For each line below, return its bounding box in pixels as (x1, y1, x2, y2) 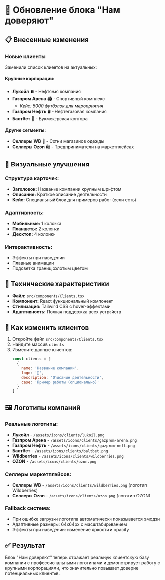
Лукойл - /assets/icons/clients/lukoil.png (12, 432, 105, 438)
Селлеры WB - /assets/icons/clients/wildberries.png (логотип (12, 482, 147, 488)
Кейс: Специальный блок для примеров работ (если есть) (12, 196, 136, 203)
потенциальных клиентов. (5, 570, 60, 576)
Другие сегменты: (5, 127, 46, 133)
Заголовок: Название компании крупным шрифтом (12, 186, 122, 192)
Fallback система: (5, 505, 51, 512)
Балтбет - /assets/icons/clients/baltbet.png (12, 447, 108, 454)
